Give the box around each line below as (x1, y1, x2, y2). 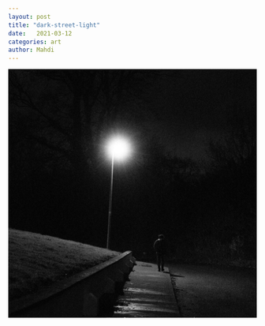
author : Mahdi (8, 46, 55, 54)
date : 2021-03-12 (8, 29, 73, 37)
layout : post (8, 13, 51, 21)
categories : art (8, 38, 62, 46)
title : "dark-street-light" (8, 21, 101, 29)
